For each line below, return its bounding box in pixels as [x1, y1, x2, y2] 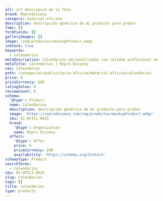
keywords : [5, 48, 25, 53]
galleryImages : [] [5, 35, 42, 40]
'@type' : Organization [14, 125, 60, 130]
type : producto [5, 188, 36, 193]
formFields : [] [5, 30, 36, 35]
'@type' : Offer [14, 139, 45, 144]
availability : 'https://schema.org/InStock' [14, 152, 106, 157]
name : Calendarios [9, 102, 47, 107]
